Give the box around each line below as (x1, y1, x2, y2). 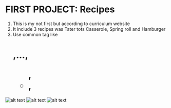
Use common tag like (12, 31, 58, 37)
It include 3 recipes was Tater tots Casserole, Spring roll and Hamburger (12, 26, 166, 32)
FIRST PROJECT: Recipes (5, 4, 115, 15)
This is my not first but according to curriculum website (12, 20, 130, 27)
